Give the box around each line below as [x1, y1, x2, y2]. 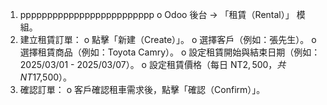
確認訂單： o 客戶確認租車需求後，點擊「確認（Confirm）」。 [19, 84, 266, 95]
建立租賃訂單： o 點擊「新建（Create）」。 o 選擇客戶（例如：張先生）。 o [19, 34, 317, 45]
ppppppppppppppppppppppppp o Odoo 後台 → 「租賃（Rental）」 [19, 9, 295, 20]
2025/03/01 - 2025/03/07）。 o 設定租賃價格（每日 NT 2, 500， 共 [19, 59, 287, 70]
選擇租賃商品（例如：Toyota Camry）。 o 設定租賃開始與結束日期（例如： [19, 46, 321, 58]
